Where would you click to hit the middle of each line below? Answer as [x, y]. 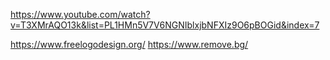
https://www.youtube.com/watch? [80, 14]
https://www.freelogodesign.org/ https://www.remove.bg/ [129, 44]
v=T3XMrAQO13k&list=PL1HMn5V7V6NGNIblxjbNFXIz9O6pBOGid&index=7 [165, 25]
